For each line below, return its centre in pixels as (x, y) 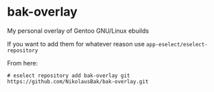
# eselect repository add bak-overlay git (69, 76)
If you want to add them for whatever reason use (76, 44)
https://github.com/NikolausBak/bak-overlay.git (78, 81)
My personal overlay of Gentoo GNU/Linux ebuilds (78, 31)
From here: (23, 63)
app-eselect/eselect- (177, 44)
